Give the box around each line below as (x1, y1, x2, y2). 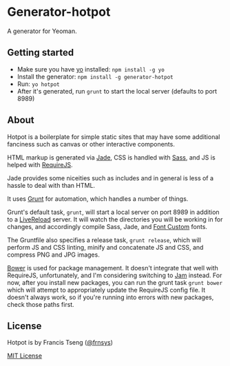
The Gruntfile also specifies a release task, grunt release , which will (7, 235, 202, 244)
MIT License (7, 352, 43, 360)
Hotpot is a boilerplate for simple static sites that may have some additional (7, 132, 220, 141)
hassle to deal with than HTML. (7, 181, 95, 189)
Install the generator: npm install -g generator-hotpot (17, 72, 174, 80)
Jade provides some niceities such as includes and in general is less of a (7, 173, 214, 182)
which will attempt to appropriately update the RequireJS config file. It (7, 286, 206, 294)
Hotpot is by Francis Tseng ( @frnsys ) (7, 338, 114, 347)
